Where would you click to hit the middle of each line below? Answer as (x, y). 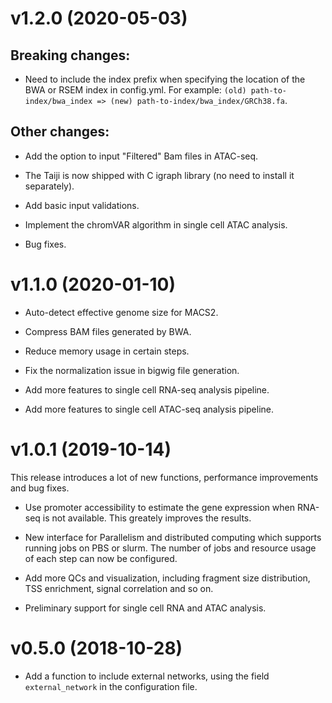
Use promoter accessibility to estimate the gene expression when (160, 507)
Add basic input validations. (82, 205)
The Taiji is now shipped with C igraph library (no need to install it (159, 175)
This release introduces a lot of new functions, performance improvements (164, 477)
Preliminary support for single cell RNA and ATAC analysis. (145, 608)
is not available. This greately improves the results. (147, 518)
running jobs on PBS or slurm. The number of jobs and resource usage (170, 548)
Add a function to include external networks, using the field (147, 676)
